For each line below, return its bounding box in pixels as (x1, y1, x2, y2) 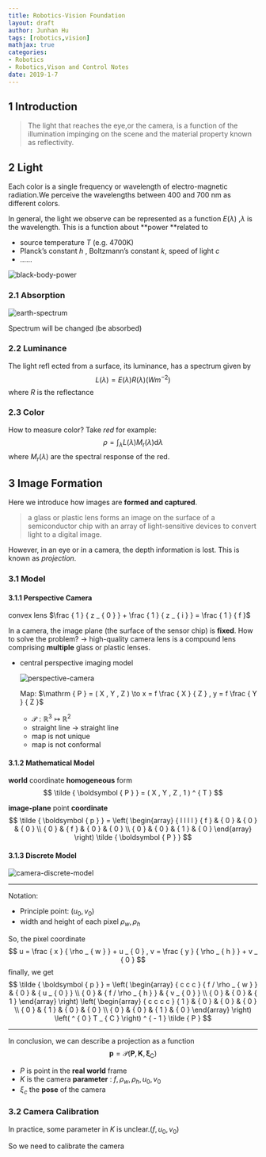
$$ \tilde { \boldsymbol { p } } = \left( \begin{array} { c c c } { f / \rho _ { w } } (8, 979, 258, 989)
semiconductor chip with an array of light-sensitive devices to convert (27, 521, 256, 531)
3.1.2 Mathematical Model (8, 758, 95, 768)
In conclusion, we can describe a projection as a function (8, 1036, 196, 1045)
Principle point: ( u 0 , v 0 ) (19, 906, 95, 918)
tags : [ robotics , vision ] (8, 33, 90, 42)
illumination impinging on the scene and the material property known (27, 129, 252, 139)
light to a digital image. (27, 530, 102, 539)
